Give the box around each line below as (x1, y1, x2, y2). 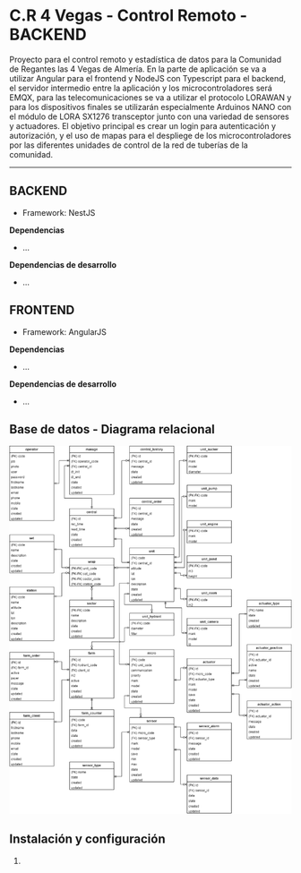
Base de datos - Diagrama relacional (9, 422, 215, 437)
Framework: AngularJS (21, 326, 107, 337)
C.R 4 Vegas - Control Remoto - (9, 5, 248, 26)
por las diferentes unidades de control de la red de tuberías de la (9, 140, 248, 150)
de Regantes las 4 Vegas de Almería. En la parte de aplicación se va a (9, 64, 267, 74)
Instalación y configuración (9, 832, 166, 847)
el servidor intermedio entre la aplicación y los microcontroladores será (9, 82, 273, 93)
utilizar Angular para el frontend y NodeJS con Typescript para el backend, (9, 73, 287, 83)
